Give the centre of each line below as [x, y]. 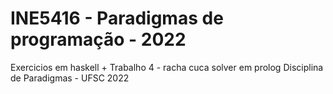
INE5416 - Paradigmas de [117, 18]
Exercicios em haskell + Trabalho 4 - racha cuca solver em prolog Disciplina [167, 67]
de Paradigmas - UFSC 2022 [70, 78]
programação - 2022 [98, 39]
